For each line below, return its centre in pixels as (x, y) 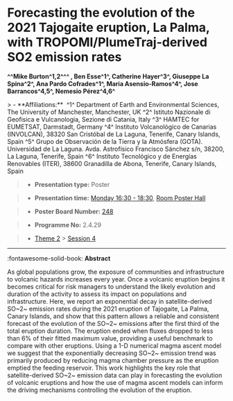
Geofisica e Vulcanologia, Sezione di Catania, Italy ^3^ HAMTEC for (103, 119)
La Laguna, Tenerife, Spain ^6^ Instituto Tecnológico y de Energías (102, 156)
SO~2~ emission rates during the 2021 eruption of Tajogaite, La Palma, (108, 309)
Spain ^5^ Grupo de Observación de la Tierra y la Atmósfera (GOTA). (105, 141)
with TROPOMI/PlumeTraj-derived (107, 42)
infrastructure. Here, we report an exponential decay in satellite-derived (110, 301)
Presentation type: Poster (72, 184)
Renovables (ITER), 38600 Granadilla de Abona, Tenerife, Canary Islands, (112, 163)
